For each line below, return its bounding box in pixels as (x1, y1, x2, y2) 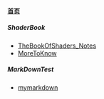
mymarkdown (17, 83, 58, 92)
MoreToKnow (17, 48, 57, 57)
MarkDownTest (7, 65, 54, 74)
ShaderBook (7, 24, 46, 32)
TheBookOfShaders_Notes (17, 41, 97, 50)
